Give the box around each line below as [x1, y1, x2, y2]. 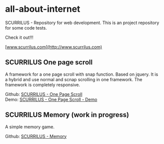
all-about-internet [5, 3, 80, 15]
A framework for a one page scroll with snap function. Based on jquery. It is [5, 71, 159, 77]
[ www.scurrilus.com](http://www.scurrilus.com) [5, 44, 102, 50]
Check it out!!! [5, 34, 33, 40]
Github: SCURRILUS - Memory [5, 133, 67, 139]
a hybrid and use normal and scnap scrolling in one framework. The [5, 76, 143, 82]
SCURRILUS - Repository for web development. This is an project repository [5, 20, 159, 26]
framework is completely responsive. [5, 82, 80, 87]
